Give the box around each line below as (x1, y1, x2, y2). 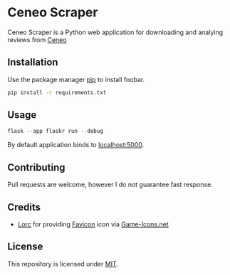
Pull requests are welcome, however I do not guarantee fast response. (7, 180, 214, 189)
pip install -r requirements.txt (7, 89, 107, 96)
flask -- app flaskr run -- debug (7, 128, 103, 135)
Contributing (7, 161, 66, 174)
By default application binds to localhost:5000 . (7, 141, 145, 149)
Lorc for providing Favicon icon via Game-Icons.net (17, 219, 169, 229)
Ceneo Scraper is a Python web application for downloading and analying (7, 28, 224, 36)
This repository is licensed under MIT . (7, 259, 119, 268)
